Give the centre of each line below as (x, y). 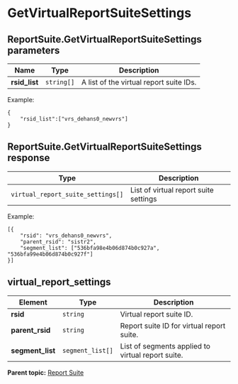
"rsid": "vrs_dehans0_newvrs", (66, 236)
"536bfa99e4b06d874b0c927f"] (50, 254)
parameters (34, 50)
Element (33, 302)
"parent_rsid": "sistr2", (58, 242)
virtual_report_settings (59, 282)
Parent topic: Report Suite (46, 372)
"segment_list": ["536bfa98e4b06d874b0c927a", (90, 248)
